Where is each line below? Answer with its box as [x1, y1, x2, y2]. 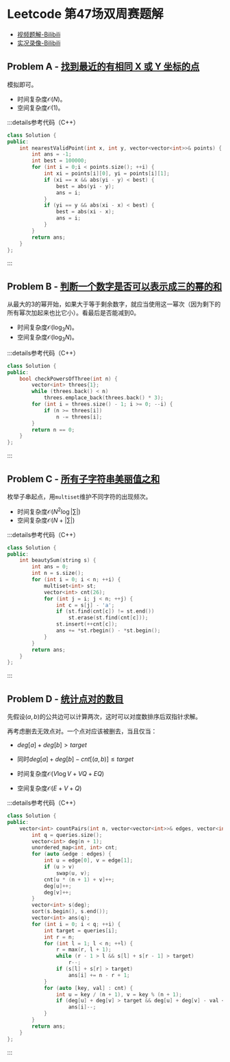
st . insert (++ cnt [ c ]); [55, 621, 118, 628]
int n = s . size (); [31, 570, 84, 577]
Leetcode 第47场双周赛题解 [7, 6, 164, 22]
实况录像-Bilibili [16, 38, 61, 47]
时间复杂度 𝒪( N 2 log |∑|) [16, 506, 81, 515]
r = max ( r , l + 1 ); [55, 946, 112, 954]
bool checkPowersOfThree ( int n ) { [19, 375, 118, 382]
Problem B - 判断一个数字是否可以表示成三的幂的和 [7, 281, 222, 292]
